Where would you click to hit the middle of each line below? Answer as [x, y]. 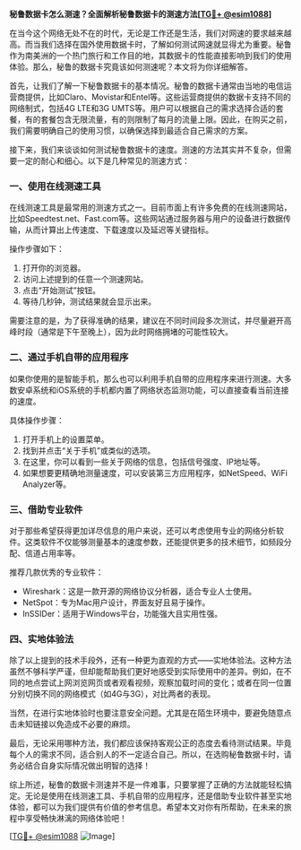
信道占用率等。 [52, 553]
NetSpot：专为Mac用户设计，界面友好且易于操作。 [116, 602]
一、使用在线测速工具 [55, 186]
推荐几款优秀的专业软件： [56, 572]
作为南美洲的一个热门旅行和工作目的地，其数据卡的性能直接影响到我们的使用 [150, 56]
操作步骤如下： [37, 249]
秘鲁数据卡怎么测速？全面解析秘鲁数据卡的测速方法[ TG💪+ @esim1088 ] [141, 14]
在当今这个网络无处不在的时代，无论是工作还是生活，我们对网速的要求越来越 [150, 33]
